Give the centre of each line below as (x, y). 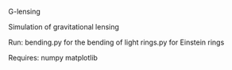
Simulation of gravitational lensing (64, 27)
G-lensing (25, 12)
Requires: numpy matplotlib (53, 58)
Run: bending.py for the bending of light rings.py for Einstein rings (116, 42)
